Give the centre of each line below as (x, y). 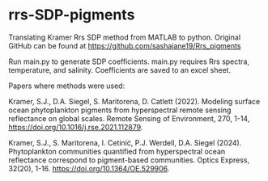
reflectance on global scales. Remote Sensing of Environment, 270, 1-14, (129, 118)
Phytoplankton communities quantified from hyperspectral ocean (117, 151)
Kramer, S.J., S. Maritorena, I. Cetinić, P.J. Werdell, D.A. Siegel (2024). (125, 142)
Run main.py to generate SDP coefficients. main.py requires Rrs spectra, (129, 61)
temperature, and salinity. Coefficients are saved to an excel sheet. (120, 69)
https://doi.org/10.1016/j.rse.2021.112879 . (76, 127)
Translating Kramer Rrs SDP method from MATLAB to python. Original (125, 37)
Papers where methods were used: (67, 86)
